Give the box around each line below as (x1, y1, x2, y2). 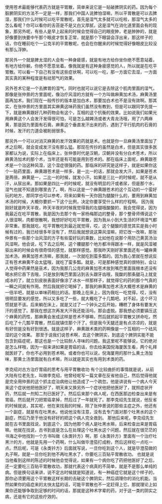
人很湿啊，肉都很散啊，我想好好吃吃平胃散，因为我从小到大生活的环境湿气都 (5, 217, 157, 222)
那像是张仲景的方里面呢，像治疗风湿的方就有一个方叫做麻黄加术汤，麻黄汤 (5, 92, 153, 97)
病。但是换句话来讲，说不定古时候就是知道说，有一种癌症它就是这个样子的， (5, 470, 157, 475)
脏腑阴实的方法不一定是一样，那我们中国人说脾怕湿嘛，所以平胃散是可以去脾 (5, 10, 157, 16)
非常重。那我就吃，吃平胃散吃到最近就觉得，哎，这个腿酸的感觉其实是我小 (5, 223, 153, 229)
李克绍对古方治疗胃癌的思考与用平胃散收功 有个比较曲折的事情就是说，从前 (5, 366, 154, 372)
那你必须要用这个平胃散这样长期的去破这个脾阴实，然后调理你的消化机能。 (5, 475, 153, 481)
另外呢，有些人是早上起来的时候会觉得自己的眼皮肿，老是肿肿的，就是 (17, 29, 157, 34)
